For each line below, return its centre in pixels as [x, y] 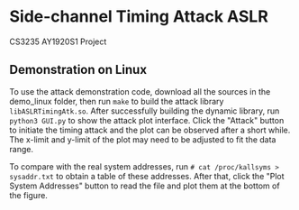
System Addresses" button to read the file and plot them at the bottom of [145, 186]
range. [22, 149]
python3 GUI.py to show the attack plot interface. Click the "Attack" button [147, 120]
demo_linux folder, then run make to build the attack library [117, 101]
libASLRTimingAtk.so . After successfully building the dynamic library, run [145, 111]
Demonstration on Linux [78, 70]
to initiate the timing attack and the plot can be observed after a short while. [150, 130]
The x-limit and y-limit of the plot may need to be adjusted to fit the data [143, 139]
